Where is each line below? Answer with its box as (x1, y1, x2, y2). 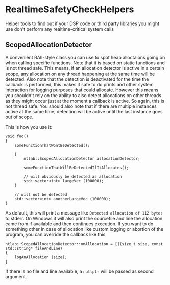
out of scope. (5, 114, 34, 120)
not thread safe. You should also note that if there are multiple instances (5, 103, 157, 109)
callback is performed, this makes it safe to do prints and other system (5, 81, 154, 87)
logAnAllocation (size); (14, 254, 67, 260)
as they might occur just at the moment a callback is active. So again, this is (5, 98, 165, 104)
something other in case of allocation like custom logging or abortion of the (5, 226, 164, 232)
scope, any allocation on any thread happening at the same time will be (5, 70, 155, 77)
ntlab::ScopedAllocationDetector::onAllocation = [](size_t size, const (5, 241, 163, 246)
